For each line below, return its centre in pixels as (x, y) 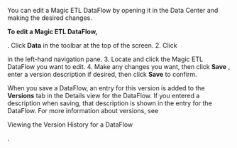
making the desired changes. (50, 18)
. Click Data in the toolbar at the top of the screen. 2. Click (92, 45)
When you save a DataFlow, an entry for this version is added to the (106, 88)
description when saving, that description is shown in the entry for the (110, 103)
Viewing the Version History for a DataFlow (70, 125)
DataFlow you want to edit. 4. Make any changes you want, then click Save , (119, 67)
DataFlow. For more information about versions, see (83, 111)
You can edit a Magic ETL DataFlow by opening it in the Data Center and (113, 10)
